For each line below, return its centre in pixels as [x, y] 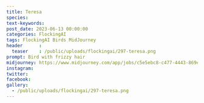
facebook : [19, 79]
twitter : [17, 74]
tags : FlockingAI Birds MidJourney [51, 40]
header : [24, 46]
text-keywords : [25, 23]
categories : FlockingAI [36, 35]
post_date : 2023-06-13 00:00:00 [47, 29]
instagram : [20, 68]
